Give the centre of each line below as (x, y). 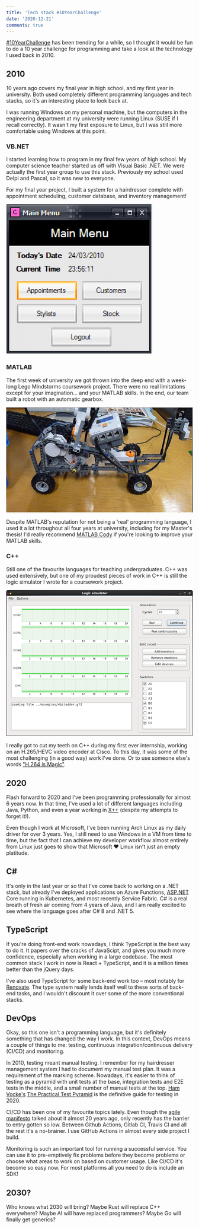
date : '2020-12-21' (30, 19)
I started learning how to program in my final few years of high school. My (96, 160)
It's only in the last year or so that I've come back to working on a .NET (93, 886)
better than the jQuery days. (41, 969)
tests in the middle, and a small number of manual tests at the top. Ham (93, 1088)
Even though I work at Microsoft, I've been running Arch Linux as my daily (96, 828)
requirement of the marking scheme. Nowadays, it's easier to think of (91, 1075)
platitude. (18, 853)
